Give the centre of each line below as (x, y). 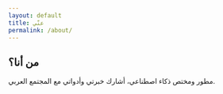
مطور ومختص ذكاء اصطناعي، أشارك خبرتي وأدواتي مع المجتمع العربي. (112, 81)
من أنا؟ (24, 62)
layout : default (35, 15)
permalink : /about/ (40, 30)
